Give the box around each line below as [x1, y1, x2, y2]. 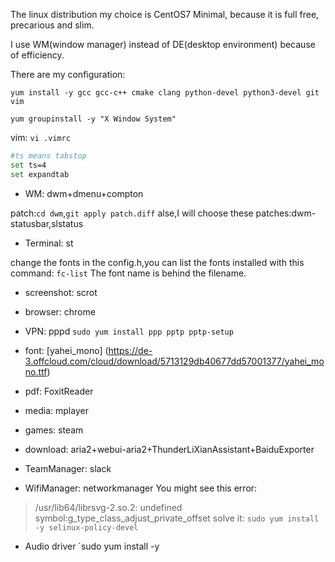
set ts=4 [10, 160, 47, 170]
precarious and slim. [10, 19, 95, 31]
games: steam [24, 424, 84, 436]
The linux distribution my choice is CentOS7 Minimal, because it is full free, [10, 9, 320, 20]
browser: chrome [24, 305, 96, 318]
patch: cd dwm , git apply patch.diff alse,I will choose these [10, 207, 254, 219]
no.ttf [24, 365, 48, 378]
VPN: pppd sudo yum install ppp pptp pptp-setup [24, 325, 234, 337]
